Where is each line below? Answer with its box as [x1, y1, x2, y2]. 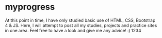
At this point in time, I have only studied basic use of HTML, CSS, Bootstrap [5, 17, 156, 23]
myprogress [5, 1, 55, 13]
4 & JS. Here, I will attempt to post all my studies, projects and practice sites [5, 22, 157, 28]
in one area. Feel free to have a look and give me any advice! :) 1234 [5, 27, 142, 33]
